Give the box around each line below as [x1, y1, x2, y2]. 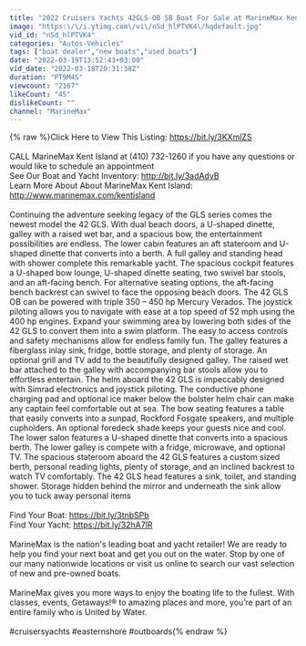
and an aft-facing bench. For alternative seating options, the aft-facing [9, 277, 274, 288]
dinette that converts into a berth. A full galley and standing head [39, 248, 283, 259]
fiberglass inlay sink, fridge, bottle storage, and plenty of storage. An [9, 345, 268, 356]
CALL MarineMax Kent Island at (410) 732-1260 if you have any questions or [9, 151, 296, 162]
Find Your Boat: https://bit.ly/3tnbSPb [9, 510, 150, 521]
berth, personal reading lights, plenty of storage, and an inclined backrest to [9, 462, 295, 473]
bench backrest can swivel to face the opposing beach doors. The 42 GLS [9, 287, 289, 297]
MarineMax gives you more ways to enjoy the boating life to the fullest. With [9, 588, 295, 599]
